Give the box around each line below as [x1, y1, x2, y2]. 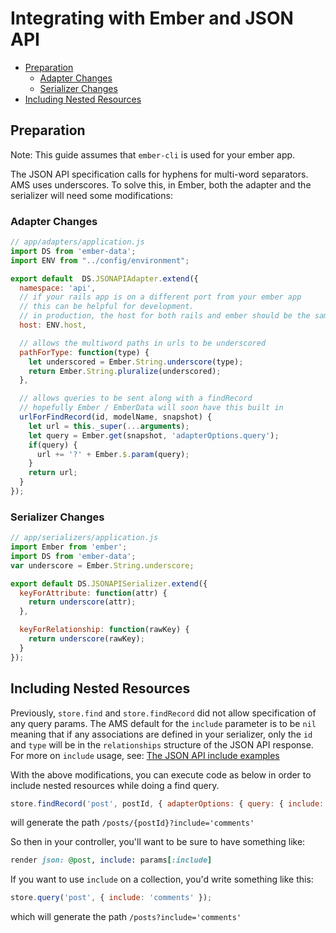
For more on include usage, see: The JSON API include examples [10, 749, 280, 761]
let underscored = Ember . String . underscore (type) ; [28, 357, 244, 367]
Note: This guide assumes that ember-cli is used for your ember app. [10, 148, 296, 161]
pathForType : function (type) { [19, 347, 150, 357]
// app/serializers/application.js [10, 533, 159, 543]
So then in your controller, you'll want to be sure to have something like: [10, 836, 306, 848]
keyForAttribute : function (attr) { [19, 588, 168, 598]
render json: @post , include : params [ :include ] [10, 855, 213, 866]
